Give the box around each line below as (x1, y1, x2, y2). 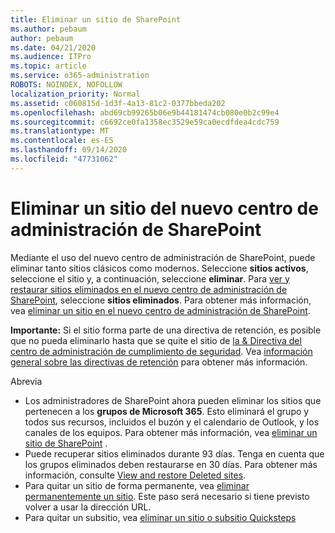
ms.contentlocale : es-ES (10, 136, 114, 146)
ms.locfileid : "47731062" (10, 154, 118, 164)
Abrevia (10, 375, 43, 387)
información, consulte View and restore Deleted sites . (24, 469, 247, 481)
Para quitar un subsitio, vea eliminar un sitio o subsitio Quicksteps (24, 511, 297, 523)
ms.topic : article (10, 61, 87, 71)
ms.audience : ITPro (10, 52, 92, 62)
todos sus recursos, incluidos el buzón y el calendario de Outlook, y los (24, 416, 320, 428)
